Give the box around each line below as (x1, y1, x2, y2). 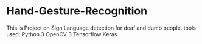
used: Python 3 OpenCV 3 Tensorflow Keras (6, 30, 117, 37)
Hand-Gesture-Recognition (6, 4, 148, 18)
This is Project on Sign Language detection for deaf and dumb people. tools (6, 24, 197, 31)
